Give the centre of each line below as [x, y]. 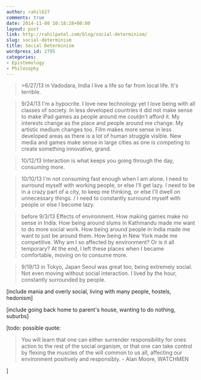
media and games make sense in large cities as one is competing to [105, 143]
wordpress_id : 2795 [31, 52]
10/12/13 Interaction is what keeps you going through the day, [97, 161]
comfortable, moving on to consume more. [74, 255]
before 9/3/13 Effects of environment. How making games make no [105, 217]
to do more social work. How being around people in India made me [106, 229]
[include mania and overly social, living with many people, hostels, [89, 291]
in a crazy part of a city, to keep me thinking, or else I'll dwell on [100, 192]
